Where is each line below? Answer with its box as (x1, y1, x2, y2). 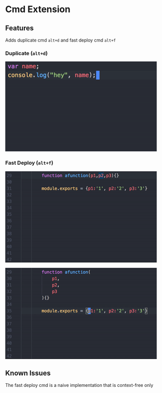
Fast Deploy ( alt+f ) (5, 160, 53, 167)
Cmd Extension (5, 4, 71, 15)
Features (5, 24, 34, 32)
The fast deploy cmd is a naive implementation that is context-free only (5, 382, 153, 388)
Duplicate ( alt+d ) (5, 50, 48, 57)
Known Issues (5, 369, 51, 377)
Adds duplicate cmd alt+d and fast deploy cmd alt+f (5, 37, 116, 43)
